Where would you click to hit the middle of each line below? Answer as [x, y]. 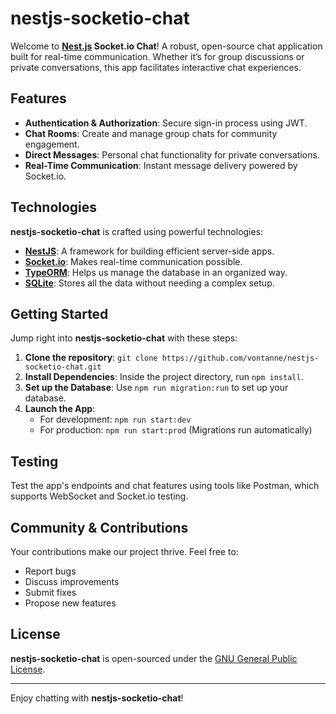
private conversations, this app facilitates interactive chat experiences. [156, 67]
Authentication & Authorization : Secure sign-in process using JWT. [166, 123]
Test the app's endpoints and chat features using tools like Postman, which [165, 486]
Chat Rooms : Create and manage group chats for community [151, 133]
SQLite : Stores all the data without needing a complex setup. [149, 283]
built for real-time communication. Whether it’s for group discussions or [157, 56]
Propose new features [70, 603]
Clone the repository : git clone [91, 358]
